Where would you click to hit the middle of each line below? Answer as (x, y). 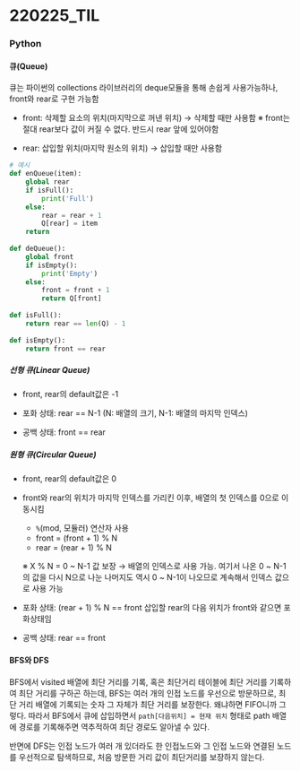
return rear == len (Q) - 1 (76, 324)
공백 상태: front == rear (64, 432)
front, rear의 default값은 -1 (70, 394)
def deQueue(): (38, 249)
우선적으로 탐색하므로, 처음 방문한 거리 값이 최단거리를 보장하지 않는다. (141, 757)
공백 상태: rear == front (64, 638)
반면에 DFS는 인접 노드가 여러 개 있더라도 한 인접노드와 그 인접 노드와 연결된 (142, 746)
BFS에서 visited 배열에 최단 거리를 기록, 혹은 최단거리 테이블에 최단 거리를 (138, 681)
